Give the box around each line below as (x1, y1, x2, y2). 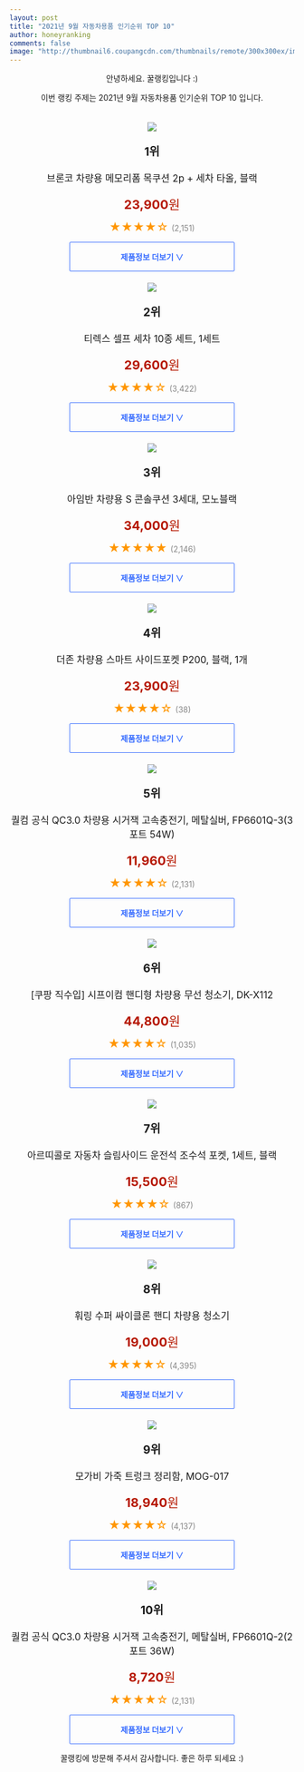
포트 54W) (128, 828, 176, 841)
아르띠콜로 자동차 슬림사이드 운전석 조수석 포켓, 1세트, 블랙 (26, 1150, 278, 1162)
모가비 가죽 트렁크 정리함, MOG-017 (74, 1471, 230, 1483)
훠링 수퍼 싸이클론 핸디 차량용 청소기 (73, 1310, 231, 1323)
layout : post (9, 13, 59, 23)
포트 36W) (128, 1645, 176, 1658)
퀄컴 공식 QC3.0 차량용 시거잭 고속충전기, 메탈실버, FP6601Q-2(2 (11, 1630, 293, 1643)
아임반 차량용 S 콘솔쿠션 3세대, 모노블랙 (66, 494, 238, 506)
